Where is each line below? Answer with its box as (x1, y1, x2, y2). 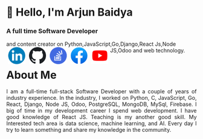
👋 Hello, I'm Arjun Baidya (6, 5, 133, 19)
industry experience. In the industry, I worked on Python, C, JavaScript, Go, (6, 94, 197, 102)
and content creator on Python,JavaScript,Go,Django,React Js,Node (6, 40, 176, 48)
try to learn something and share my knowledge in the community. (6, 126, 172, 134)
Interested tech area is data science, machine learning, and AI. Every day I (6, 120, 197, 127)
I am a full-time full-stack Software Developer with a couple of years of (6, 88, 197, 95)
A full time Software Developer (6, 27, 98, 36)
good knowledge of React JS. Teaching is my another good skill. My (6, 114, 197, 121)
